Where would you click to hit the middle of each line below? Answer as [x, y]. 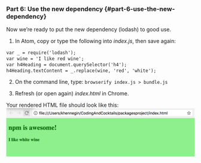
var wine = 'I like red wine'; [45, 59]
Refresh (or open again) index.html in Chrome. [72, 93]
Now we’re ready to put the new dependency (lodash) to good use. [89, 29]
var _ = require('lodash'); [41, 53]
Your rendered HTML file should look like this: [63, 105]
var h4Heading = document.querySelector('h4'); [67, 65]
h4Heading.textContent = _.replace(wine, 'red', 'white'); [81, 71]
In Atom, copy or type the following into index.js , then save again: [95, 41]
